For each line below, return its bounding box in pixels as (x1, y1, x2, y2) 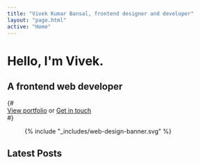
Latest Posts (7, 147, 62, 159)
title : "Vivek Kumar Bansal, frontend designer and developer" (7, 10, 194, 17)
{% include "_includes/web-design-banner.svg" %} (24, 127, 172, 136)
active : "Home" (7, 23, 51, 30)
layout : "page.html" (7, 17, 67, 24)
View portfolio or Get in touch (7, 106, 92, 115)
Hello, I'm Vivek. (7, 53, 104, 69)
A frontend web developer (7, 81, 123, 92)
